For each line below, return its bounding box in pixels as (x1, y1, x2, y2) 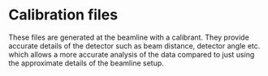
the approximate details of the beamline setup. (8, 58, 164, 68)
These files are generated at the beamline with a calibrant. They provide (8, 32, 249, 42)
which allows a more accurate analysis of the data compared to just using (8, 49, 255, 59)
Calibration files (8, 6, 119, 24)
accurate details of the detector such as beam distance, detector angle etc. (8, 40, 261, 50)
